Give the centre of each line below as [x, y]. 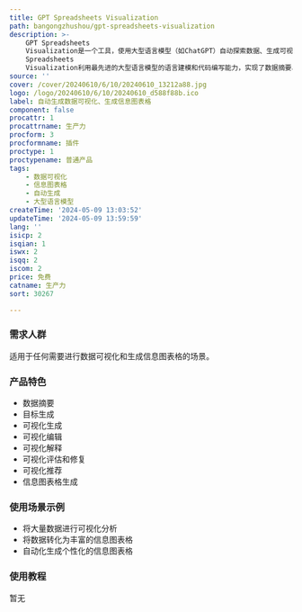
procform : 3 [31, 135]
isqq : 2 [24, 261]
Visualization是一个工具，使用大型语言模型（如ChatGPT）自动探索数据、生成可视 [160, 51]
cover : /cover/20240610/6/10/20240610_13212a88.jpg [108, 85]
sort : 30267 [31, 293]
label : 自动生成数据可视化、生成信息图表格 [80, 101]
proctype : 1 [31, 151]
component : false [42, 110]
